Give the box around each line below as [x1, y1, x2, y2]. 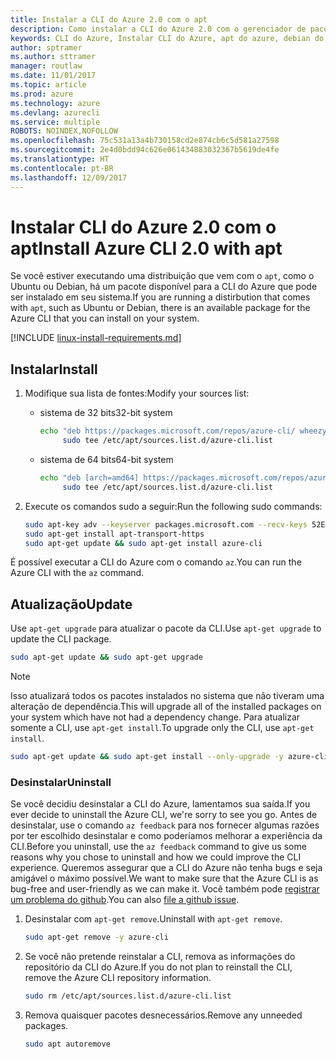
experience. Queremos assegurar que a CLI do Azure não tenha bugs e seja [10, 862, 323, 874]
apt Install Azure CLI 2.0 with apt [10, 237, 283, 260]
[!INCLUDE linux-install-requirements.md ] [10, 332, 182, 344]
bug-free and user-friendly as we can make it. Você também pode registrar [10, 883, 320, 895]
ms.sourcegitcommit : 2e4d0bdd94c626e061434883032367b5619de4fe [10, 145, 280, 155]
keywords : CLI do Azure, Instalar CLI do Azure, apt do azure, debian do [10, 33, 325, 43]
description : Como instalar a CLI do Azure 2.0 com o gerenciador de [10, 24, 307, 34]
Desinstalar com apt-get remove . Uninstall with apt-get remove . [24, 913, 283, 925]
